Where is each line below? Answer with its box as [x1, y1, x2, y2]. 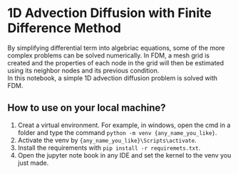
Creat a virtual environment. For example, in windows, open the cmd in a [17, 121, 231, 129]
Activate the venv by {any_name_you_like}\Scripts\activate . [17, 136, 197, 144]
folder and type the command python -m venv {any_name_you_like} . [17, 128, 217, 136]
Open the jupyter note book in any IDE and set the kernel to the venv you [17, 151, 232, 159]
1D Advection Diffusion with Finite [7, 5, 212, 21]
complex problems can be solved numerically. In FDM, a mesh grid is [7, 51, 210, 60]
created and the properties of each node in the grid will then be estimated [7, 58, 224, 67]
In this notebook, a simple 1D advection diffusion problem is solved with [7, 73, 218, 82]
